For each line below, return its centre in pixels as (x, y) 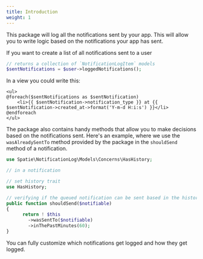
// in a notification (34, 170)
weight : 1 (19, 17)
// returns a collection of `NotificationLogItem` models (81, 64)
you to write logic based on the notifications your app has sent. (85, 41)
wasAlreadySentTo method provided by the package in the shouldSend (92, 142)
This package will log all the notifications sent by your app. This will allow (98, 34)
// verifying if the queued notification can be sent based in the (93, 198)
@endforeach (21, 113)
